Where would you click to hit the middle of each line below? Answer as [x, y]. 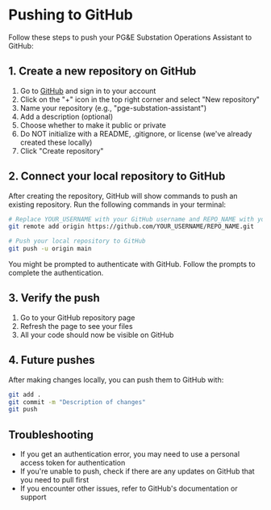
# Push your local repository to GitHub [77, 241]
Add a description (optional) [67, 116]
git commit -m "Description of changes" [77, 402]
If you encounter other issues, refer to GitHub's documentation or [129, 489]
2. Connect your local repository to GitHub [117, 177]
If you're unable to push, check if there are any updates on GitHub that [138, 471]
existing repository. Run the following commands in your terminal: [117, 204]
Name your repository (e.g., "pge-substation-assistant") [113, 107]
